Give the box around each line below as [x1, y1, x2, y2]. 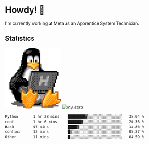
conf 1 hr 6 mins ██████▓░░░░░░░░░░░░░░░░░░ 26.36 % [5, 119, 145, 124]
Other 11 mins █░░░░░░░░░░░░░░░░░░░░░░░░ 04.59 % [5, 135, 145, 140]
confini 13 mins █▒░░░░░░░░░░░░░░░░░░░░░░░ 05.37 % [5, 129, 145, 134]
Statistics [5, 35, 35, 43]
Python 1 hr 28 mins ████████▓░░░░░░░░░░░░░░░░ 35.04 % [5, 114, 145, 119]
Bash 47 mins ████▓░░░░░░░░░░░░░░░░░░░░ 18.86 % [5, 124, 145, 129]
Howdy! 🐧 [5, 4, 45, 16]
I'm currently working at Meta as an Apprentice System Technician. [5, 20, 140, 26]
